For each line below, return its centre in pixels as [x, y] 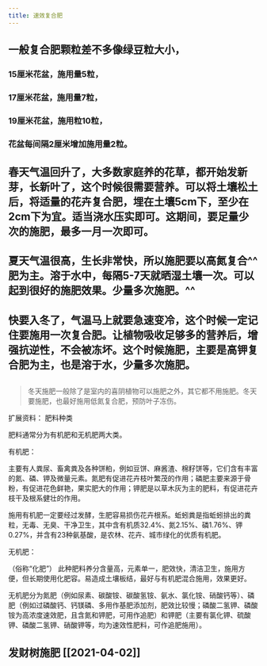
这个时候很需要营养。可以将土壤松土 [169, 187]
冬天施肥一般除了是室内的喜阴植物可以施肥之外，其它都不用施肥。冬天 [142, 391]
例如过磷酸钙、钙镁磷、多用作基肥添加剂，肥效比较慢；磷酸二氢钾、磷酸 [140, 605]
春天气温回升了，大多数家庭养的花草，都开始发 [123, 172]
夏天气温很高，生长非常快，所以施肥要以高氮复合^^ [133, 261]
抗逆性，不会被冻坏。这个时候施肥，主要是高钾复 [138, 350]
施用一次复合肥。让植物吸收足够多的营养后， [138, 335]
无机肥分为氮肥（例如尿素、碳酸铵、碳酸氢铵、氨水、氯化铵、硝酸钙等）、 [128, 595]
